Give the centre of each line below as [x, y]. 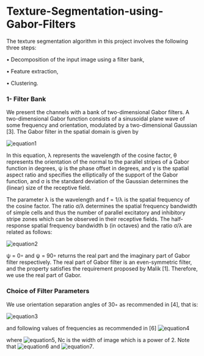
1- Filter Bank [26, 99]
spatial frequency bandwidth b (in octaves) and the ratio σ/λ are [112, 226]
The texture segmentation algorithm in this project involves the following [97, 41]
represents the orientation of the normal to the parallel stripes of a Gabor [98, 162]
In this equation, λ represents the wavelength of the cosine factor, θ [92, 155]
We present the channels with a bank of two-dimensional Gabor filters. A [98, 112]
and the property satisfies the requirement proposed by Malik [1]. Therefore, [102, 269]
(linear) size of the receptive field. [49, 188]
